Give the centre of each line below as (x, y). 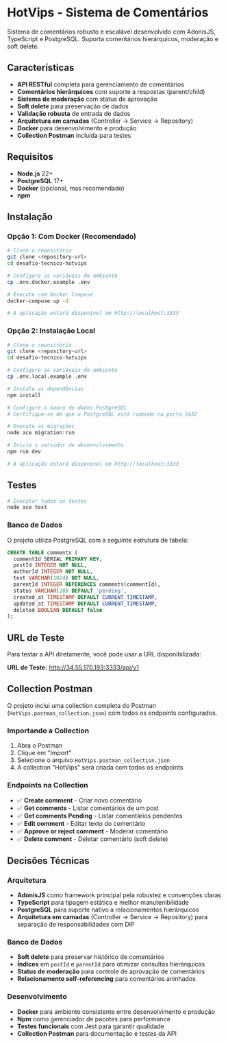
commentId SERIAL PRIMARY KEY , (58, 559)
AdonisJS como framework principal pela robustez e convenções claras (119, 895)
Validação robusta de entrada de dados (74, 113)
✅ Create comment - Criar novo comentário (79, 800)
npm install (24, 395)
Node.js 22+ (35, 174)
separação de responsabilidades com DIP (76, 925)
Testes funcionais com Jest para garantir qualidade (90, 1026)
